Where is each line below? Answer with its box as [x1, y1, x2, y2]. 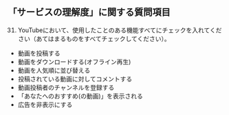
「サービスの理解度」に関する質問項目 [8, 6, 171, 18]
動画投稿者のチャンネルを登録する [17, 83, 115, 91]
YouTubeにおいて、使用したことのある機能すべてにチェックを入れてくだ [17, 26, 222, 34]
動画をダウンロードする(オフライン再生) [17, 57, 131, 66]
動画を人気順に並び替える [17, 66, 91, 74]
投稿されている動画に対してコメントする [17, 75, 133, 83]
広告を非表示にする [17, 100, 73, 108]
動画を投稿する [17, 49, 61, 57]
